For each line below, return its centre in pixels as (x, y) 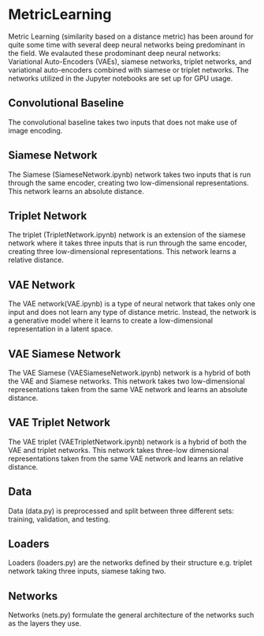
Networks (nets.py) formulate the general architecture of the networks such (131, 615)
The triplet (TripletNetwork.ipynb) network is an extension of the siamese (127, 235)
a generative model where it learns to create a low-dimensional (111, 320)
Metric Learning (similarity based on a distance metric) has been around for (131, 36)
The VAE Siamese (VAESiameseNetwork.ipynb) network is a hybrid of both (129, 373)
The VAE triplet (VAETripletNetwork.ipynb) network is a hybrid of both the (127, 441)
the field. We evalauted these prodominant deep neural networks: (115, 53)
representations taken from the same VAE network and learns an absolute (128, 389)
